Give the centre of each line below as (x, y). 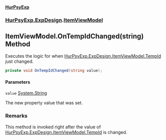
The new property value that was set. (44, 103)
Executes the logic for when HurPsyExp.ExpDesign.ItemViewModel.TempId (83, 56)
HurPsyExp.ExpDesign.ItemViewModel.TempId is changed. (66, 132)
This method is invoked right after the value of (53, 127)
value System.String (26, 93)
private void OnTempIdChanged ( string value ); (54, 71)
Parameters (18, 82)
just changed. (19, 61)
